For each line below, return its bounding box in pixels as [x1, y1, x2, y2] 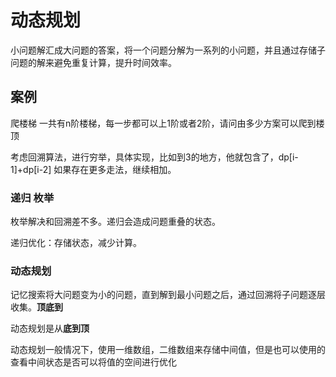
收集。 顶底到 [10, 301, 63, 313]
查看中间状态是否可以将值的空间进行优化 [10, 356, 177, 368]
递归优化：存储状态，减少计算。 [10, 237, 142, 249]
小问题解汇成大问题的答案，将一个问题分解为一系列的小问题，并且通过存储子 [10, 44, 326, 56]
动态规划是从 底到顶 [10, 322, 90, 335]
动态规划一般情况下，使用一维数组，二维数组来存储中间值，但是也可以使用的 [10, 344, 326, 356]
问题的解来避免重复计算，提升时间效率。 [10, 56, 177, 68]
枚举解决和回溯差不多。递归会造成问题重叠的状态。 [10, 216, 221, 228]
